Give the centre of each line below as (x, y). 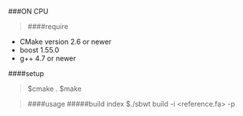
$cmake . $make (54, 89)
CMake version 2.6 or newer (65, 42)
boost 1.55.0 (39, 50)
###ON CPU (28, 11)
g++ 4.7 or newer (48, 58)
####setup (26, 73)
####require (48, 26)
